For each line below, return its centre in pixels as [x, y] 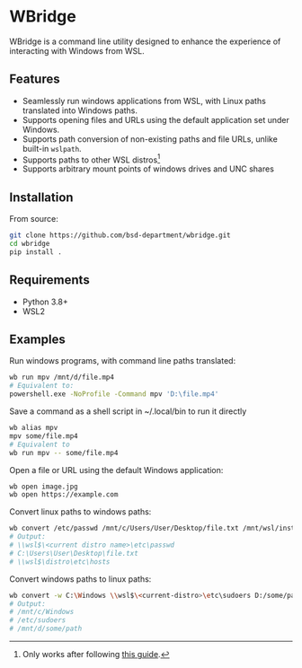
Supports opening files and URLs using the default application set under [155, 119]
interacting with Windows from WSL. [77, 50]
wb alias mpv [34, 428]
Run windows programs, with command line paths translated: [123, 361]
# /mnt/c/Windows [42, 612]
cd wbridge [30, 244]
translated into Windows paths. [80, 110]
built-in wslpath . [52, 148]
